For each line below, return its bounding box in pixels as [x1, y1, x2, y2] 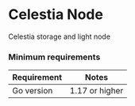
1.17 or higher [69, 85, 124, 97]
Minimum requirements [8, 51, 101, 62]
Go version [12, 85, 53, 97]
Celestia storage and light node [8, 32, 111, 41]
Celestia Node [8, 6, 103, 24]
